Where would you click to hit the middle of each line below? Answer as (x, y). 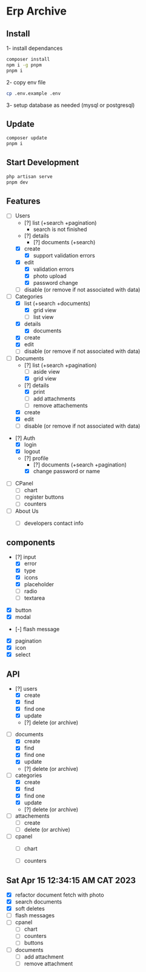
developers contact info (54, 523)
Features (23, 201)
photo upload (50, 276)
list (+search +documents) (57, 303)
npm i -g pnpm (24, 65)
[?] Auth (25, 438)
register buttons (44, 497)
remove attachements (60, 405)
